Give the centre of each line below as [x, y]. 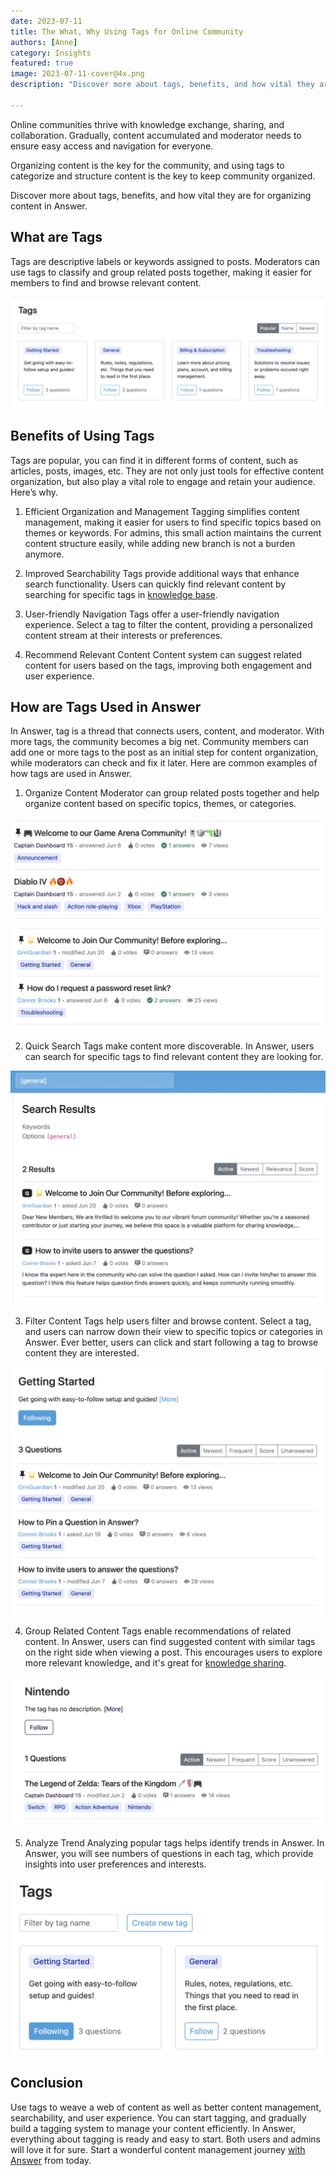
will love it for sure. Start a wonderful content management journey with [158, 2149]
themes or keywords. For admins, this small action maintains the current [173, 532]
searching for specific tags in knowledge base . [121, 594]
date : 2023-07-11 [46, 21]
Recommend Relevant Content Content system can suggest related [163, 654]
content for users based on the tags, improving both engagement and [168, 665]
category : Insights [51, 53]
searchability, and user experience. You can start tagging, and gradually [158, 2117]
